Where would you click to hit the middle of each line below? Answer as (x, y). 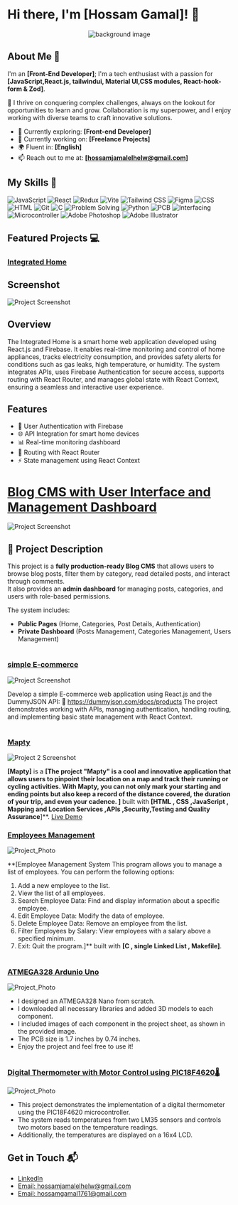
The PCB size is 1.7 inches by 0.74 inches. (79, 1039)
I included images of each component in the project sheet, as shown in (121, 1024)
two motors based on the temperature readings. (88, 1127)
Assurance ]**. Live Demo (45, 817)
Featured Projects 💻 (54, 238)
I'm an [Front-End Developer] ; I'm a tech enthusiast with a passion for (110, 73)
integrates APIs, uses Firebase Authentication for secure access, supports (116, 372)
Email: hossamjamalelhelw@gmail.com (74, 1186)
